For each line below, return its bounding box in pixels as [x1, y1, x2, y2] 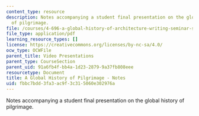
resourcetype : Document [6, 70, 65, 76]
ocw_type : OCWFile [6, 48, 52, 54]
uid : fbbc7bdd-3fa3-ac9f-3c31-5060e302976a [6, 81, 115, 87]
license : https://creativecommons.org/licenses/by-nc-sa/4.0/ [6, 42, 163, 48]
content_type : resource [6, 8, 65, 15]
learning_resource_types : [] [6, 36, 78, 42]
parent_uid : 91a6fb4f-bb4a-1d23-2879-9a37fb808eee [6, 64, 134, 70]
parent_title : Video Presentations [6, 53, 94, 59]
